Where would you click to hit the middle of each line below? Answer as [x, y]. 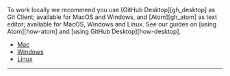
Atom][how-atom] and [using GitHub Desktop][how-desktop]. [94, 31]
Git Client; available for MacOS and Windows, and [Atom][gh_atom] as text [112, 17]
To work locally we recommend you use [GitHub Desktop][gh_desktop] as [111, 10]
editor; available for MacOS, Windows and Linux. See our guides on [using [112, 24]
